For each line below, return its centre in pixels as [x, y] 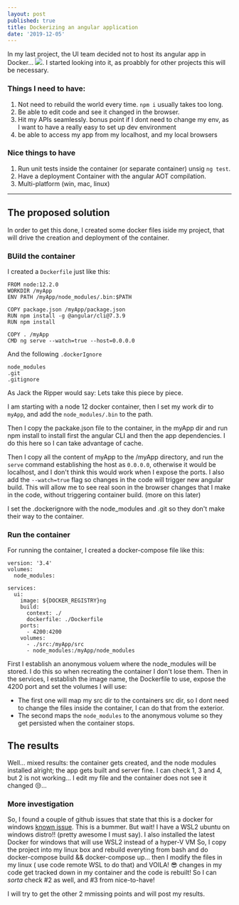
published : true [31, 21]
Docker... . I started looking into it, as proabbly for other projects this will [117, 63]
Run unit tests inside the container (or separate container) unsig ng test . [124, 168]
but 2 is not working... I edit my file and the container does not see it [107, 778]
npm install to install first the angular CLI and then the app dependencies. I [116, 435]
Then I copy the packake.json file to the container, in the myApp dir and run [117, 428]
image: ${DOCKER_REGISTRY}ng [63, 601]
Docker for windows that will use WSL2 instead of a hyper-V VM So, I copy [117, 842]
